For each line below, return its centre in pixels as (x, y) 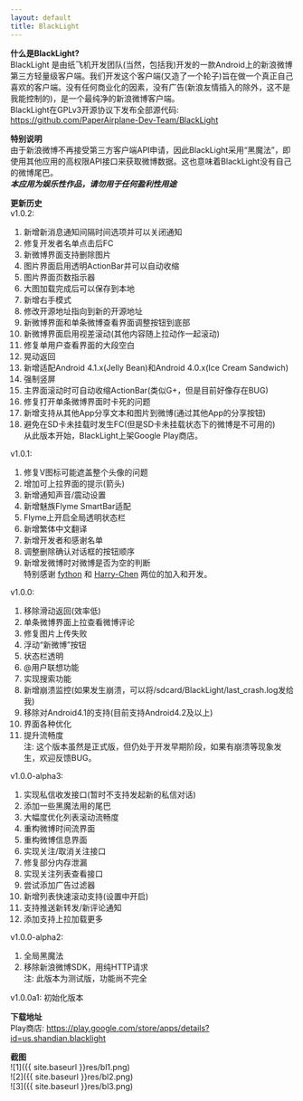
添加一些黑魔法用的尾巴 (67, 805)
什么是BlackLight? (45, 53)
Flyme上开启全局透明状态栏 (74, 517)
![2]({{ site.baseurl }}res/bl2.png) (72, 1077)
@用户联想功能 (51, 667)
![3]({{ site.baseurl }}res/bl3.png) (72, 1086)
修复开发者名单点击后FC (68, 243)
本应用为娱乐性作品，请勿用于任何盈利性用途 (94, 184)
